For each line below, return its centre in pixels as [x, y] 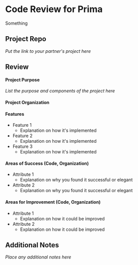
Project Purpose [23, 79]
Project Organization [27, 102]
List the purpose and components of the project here [60, 91]
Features [15, 114]
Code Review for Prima [54, 9]
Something [16, 23]
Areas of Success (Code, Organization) [47, 163]
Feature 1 [22, 125]
